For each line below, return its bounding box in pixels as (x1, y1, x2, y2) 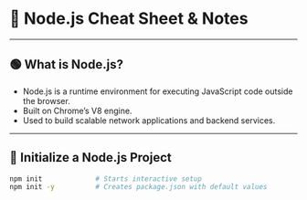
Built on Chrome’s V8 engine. (22, 105, 132, 116)
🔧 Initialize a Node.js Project (9, 150, 172, 165)
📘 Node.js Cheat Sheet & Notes (9, 8, 249, 29)
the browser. (22, 95, 70, 106)
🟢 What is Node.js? (9, 57, 123, 72)
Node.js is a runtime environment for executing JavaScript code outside (22, 86, 293, 97)
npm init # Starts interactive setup (9, 174, 203, 184)
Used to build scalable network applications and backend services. (22, 114, 276, 126)
